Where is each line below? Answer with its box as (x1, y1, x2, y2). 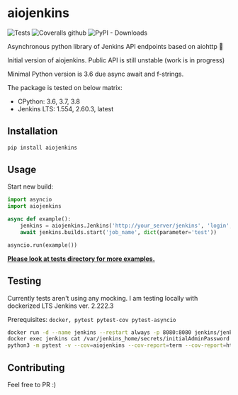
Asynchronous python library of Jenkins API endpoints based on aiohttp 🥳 (7, 42, 224, 50)
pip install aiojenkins (7, 144, 78, 151)
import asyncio (7, 196, 52, 204)
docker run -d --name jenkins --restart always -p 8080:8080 (7, 328, 192, 336)
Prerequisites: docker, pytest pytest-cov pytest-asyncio (7, 315, 176, 323)
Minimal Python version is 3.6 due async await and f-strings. (7, 69, 184, 78)
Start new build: (7, 182, 54, 191)
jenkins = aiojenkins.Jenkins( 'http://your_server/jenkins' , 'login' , (20, 222, 233, 230)
